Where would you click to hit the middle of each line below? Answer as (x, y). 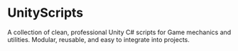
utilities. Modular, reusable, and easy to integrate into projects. (99, 39)
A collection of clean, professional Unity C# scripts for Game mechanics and (119, 32)
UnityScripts (45, 13)
